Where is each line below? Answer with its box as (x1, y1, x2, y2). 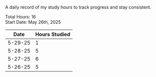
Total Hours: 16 (5, 14, 36, 19)
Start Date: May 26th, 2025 (5, 19, 61, 25)
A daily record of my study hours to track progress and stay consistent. (5, 4, 152, 10)
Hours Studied (35, 31, 71, 38)
